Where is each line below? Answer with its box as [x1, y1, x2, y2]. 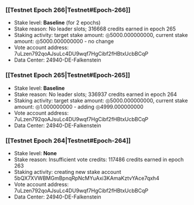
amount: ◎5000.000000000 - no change [13, 38, 114, 45]
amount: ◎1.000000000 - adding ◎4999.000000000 [13, 103, 144, 110]
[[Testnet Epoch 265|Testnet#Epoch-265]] [5, 71, 130, 79]
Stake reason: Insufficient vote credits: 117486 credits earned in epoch [13, 156, 184, 163]
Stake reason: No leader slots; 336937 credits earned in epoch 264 [13, 91, 177, 98]
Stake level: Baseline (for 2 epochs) [13, 19, 101, 26]
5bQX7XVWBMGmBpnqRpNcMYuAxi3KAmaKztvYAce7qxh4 [13, 175, 159, 182]
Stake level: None [13, 149, 57, 156]
